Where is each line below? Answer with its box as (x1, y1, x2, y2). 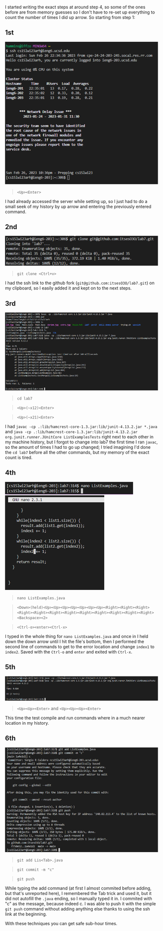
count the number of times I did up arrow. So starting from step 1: (5, 15, 135, 20)
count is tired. (5, 455, 33, 460)
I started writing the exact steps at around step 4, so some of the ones (5, 4, 146, 10)
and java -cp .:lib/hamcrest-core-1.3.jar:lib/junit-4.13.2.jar (5, 429, 138, 435)
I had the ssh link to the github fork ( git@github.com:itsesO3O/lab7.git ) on (5, 280, 155, 286)
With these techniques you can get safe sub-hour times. (5, 921, 117, 927)
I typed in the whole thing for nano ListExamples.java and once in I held (5, 633, 148, 639)
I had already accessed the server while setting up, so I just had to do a (5, 198, 148, 204)
